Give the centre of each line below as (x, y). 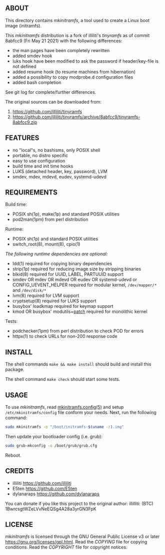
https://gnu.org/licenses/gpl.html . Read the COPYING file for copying (76, 542)
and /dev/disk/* (29, 290)
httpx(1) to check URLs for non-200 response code (65, 336)
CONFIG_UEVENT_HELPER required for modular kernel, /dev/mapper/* (84, 285)
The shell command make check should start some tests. (63, 379)
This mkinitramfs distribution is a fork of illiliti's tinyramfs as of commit (77, 35)
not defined (24, 66)
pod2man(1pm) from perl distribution (50, 220)
